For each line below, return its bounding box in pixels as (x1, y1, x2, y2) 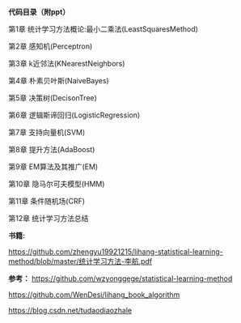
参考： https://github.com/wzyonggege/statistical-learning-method (8, 274, 233, 283)
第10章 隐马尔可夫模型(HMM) (8, 179, 105, 189)
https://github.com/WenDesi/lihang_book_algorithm (8, 290, 180, 300)
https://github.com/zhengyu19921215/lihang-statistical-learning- (8, 247, 224, 257)
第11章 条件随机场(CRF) (8, 197, 86, 206)
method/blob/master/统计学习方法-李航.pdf (8, 257, 153, 266)
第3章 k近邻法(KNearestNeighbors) (8, 59, 125, 68)
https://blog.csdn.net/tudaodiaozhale (8, 306, 132, 315)
